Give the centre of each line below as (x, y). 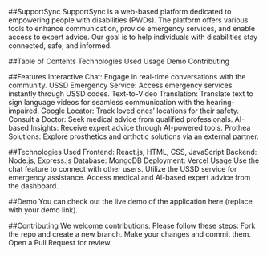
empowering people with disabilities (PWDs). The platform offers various (128, 20)
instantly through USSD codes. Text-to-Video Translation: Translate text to (131, 94)
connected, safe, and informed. (60, 46)
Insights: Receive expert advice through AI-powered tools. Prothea (141, 128)
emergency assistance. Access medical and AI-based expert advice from (129, 177)
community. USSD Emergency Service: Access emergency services (120, 85)
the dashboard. (33, 186)
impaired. (24, 111)
